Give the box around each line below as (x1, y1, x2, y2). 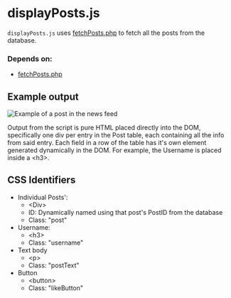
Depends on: (7, 53, 53, 63)
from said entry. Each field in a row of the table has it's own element (7, 139, 207, 147)
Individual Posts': (17, 193, 68, 201)
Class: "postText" (28, 261, 80, 270)
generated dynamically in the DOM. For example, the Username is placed (7, 146, 222, 154)
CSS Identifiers (7, 174, 76, 186)
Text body (17, 245, 48, 254)
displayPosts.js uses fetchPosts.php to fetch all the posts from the (7, 28, 205, 37)
